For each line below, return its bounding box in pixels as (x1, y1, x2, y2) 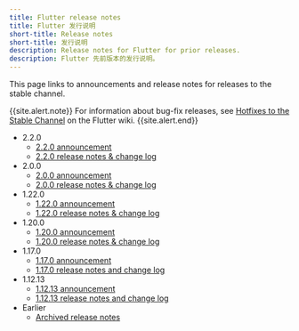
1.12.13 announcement (35, 284, 116, 294)
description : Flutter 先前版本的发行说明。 (9, 54, 160, 63)
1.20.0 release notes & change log (35, 237, 160, 246)
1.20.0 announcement (35, 227, 116, 237)
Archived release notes (35, 312, 121, 322)
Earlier (21, 303, 46, 312)
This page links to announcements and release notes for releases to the (9, 79, 272, 89)
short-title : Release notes (9, 29, 114, 38)
